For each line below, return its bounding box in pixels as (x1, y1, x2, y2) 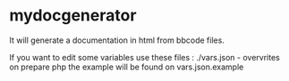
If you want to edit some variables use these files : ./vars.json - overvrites (9, 52, 280, 62)
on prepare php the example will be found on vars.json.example (9, 61, 244, 72)
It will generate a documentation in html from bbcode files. (9, 35, 225, 45)
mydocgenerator (9, 5, 137, 26)
